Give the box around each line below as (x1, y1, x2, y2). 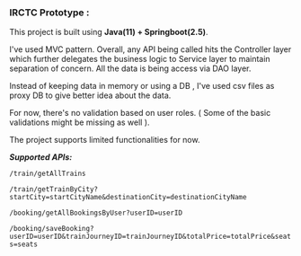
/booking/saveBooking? (9, 225, 94, 234)
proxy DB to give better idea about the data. (9, 90, 172, 101)
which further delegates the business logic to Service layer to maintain (9, 54, 271, 65)
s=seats (9, 240, 39, 249)
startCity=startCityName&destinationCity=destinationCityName (9, 193, 247, 202)
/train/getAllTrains (9, 169, 87, 179)
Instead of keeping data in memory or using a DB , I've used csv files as (9, 81, 275, 92)
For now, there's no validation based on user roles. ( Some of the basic (9, 108, 271, 119)
